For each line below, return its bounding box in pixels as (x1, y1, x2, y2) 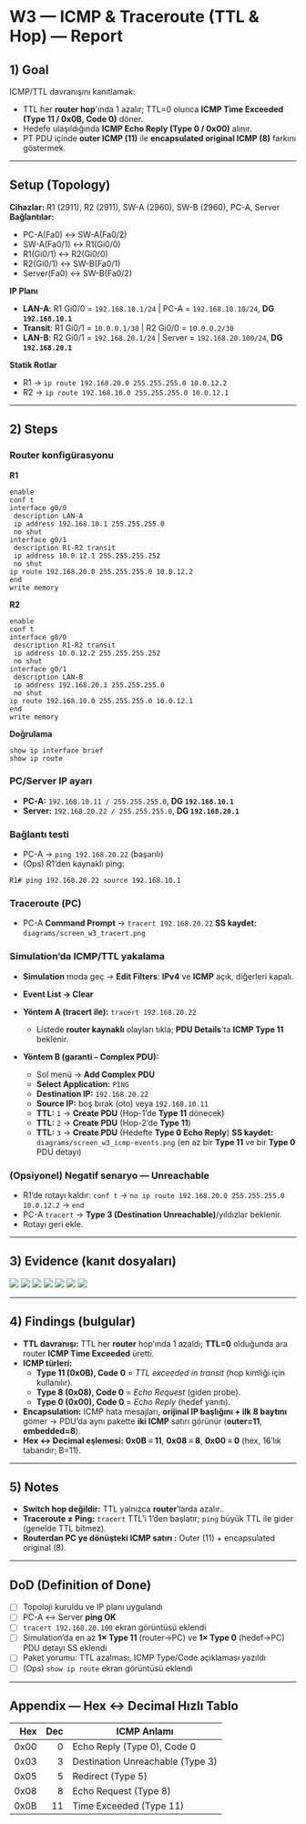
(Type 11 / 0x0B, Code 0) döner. (22, 114, 144, 124)
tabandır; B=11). (22, 1444, 82, 1455)
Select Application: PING (36, 1078, 129, 1090)
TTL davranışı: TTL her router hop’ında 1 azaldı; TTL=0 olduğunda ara (22, 1337, 289, 1349)
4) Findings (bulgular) (9, 1314, 137, 1329)
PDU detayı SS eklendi (22, 1643, 107, 1654)
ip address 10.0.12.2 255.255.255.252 (13, 649, 161, 658)
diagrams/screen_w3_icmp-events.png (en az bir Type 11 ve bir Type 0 (36, 1136, 296, 1147)
